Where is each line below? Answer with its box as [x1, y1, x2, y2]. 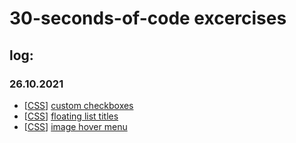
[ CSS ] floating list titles [23, 110, 119, 122]
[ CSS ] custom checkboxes [23, 99, 134, 111]
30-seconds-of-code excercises [9, 7, 287, 30]
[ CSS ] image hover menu [23, 120, 128, 132]
